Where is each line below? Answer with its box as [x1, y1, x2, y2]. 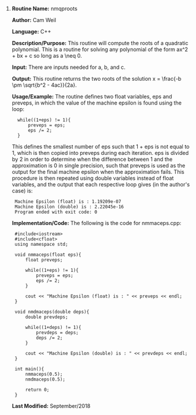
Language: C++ [11, 28, 52, 35]
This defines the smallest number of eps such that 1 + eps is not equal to [11, 143, 190, 150]
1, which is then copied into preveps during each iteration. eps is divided [11, 150, 189, 156]
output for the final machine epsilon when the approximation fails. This [11, 169, 185, 175]
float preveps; [25, 257, 63, 263]
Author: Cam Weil [11, 17, 56, 23]
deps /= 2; [36, 335, 63, 341]
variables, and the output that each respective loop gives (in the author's [11, 181, 190, 188]
